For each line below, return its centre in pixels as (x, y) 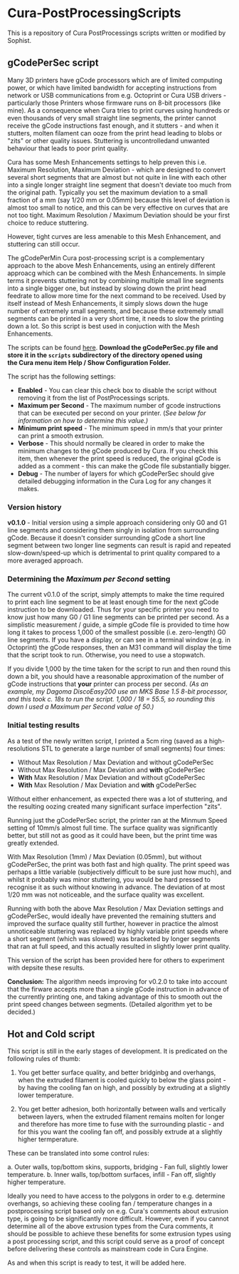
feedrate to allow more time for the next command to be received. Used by (117, 296)
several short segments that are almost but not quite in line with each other (117, 177)
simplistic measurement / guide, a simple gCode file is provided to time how (118, 625)
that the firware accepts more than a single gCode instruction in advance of (118, 989)
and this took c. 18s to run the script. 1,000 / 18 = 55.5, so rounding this (111, 699)
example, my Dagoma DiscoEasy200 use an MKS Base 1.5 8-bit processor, (118, 692)
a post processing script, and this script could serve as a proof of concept (116, 1241)
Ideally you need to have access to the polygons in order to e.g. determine (116, 1196)
